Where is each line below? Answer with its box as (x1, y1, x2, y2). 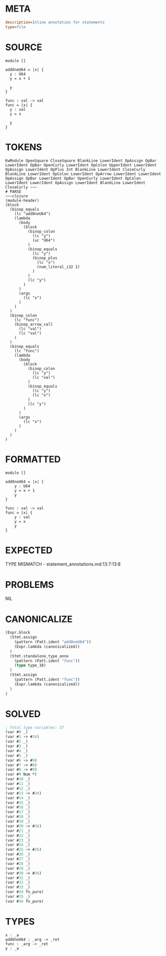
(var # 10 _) (5, 777, 30, 782)
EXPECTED (5, 544, 53, 556)
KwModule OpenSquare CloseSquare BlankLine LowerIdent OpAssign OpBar (5, 158, 157, 163)
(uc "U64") (32, 238, 56, 243)
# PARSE (5, 189, 22, 194)
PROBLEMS (5, 579, 54, 590)
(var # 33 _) (5, 885, 30, 890)
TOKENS (5, 141, 42, 153)
